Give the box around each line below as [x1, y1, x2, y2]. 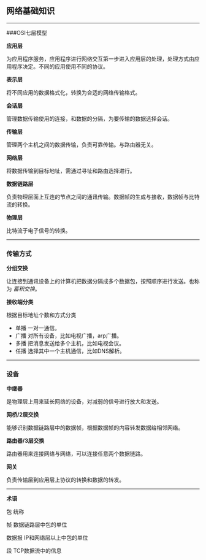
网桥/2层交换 [6, 411, 39, 418]
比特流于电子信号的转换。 [6, 226, 71, 234]
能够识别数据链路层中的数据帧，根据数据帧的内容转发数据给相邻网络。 [6, 424, 184, 431]
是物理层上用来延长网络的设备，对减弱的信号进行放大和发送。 [6, 398, 162, 405]
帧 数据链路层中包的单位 [6, 521, 67, 529]
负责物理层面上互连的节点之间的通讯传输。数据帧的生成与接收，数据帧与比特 [6, 193, 200, 201]
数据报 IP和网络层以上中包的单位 [6, 534, 88, 542]
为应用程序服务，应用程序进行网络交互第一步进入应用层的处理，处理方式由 [6, 55, 194, 63]
